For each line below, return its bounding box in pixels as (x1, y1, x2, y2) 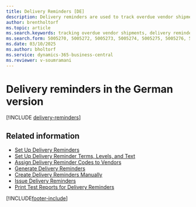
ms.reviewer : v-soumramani (6, 57, 72, 63)
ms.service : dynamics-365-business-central (6, 52, 114, 58)
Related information (6, 131, 80, 141)
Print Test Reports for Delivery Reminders (14, 184, 115, 191)
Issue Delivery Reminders (14, 177, 76, 184)
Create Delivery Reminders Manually (14, 171, 103, 178)
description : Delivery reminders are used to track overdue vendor (6, 14, 174, 20)
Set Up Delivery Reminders (14, 146, 80, 153)
